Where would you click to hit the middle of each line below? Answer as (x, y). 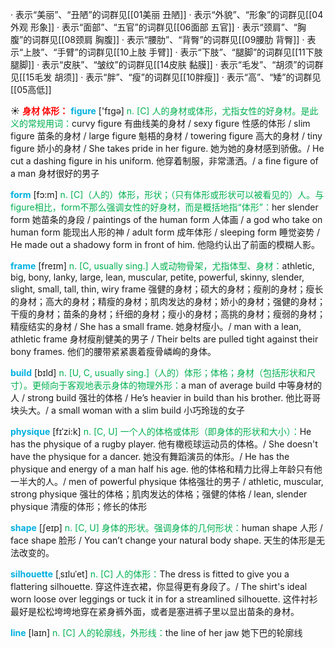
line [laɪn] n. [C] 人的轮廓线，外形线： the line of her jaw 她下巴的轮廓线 (156, 632)
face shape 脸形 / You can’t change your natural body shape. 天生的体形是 (163, 540)
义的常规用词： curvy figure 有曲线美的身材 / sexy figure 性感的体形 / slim (160, 123)
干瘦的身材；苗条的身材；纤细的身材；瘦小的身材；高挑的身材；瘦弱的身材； (168, 314)
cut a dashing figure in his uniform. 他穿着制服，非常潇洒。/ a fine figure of (164, 161)
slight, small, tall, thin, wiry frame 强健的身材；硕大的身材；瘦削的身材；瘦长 (167, 289)
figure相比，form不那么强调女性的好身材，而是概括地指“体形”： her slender (164, 207)
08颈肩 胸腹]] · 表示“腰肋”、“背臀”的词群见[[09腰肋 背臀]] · (184, 39)
